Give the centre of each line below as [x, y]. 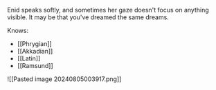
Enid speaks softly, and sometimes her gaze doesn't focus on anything [108, 10]
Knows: [18, 31]
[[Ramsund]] [35, 66]
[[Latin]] [29, 58]
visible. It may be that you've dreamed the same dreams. [88, 17]
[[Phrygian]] [34, 44]
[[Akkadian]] [35, 51]
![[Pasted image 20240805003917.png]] [64, 79]
